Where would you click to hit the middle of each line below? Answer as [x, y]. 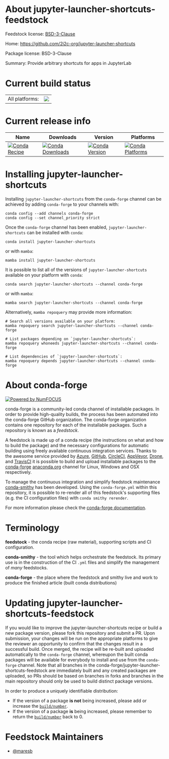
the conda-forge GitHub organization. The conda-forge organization [76, 419]
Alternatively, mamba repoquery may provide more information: [69, 312]
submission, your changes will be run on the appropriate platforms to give [82, 638]
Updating [25, 603]
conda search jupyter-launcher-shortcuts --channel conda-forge [74, 284]
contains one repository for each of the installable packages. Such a [76, 425]
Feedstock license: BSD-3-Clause [40, 34]
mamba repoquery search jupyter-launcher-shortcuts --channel [72, 325]
